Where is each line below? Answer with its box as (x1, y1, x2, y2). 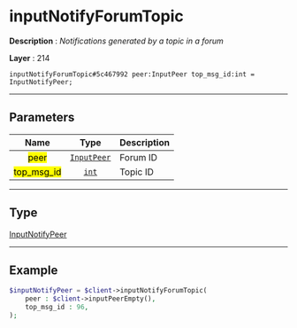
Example (9, 262, 58, 277)
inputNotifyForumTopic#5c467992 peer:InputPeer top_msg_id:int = (9, 69, 255, 79)
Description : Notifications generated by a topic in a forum (9, 35, 224, 46)
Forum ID (118, 151, 157, 163)
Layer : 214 (9, 52, 50, 63)
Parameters (9, 110, 75, 125)
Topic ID (118, 166, 155, 178)
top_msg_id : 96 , (25, 303, 89, 312)
